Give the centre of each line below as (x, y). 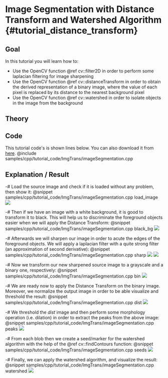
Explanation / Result (37, 174)
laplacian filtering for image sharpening (53, 76)
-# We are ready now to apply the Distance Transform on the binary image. (83, 286)
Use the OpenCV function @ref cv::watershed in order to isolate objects (87, 98)
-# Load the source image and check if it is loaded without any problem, (80, 186)
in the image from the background (48, 103)
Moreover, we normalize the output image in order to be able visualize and (82, 291)
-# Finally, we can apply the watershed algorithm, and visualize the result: (81, 360)
